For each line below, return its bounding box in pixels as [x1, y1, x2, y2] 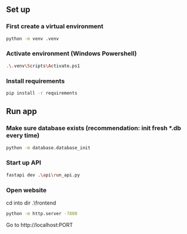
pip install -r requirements [6, 91, 78, 96]
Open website [6, 186, 47, 194]
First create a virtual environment [6, 22, 104, 31]
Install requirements [6, 76, 65, 85]
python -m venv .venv [6, 35, 59, 42]
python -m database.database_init [6, 145, 91, 151]
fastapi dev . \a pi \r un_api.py [6, 172, 81, 178]
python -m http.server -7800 [6, 210, 78, 216]
